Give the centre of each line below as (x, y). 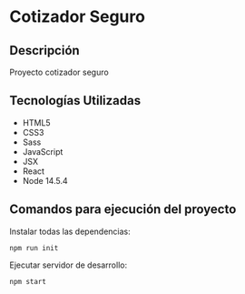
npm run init (34, 248)
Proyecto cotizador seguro (59, 72)
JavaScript (43, 151)
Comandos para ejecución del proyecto (123, 210)
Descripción (44, 51)
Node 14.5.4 (45, 180)
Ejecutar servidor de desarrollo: (69, 265)
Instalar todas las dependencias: (70, 231)
